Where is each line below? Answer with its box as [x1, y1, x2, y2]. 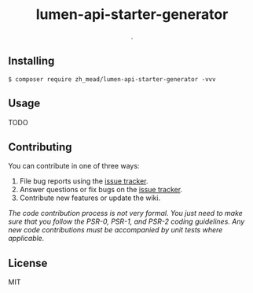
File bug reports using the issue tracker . [19, 176, 148, 186]
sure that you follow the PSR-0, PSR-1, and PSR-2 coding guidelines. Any [8, 217, 245, 226]
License [8, 256, 48, 269]
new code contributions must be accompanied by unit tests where [8, 225, 223, 235]
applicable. [8, 234, 45, 243]
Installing [8, 54, 55, 68]
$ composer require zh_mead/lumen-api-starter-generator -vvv [8, 75, 216, 83]
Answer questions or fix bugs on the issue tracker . [19, 185, 183, 195]
